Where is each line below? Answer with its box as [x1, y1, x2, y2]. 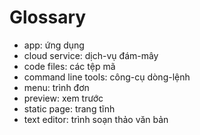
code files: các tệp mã [23, 60, 116, 72]
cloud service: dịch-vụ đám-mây [23, 49, 159, 61]
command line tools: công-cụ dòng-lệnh [23, 71, 191, 83]
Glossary [9, 6, 87, 29]
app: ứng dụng [23, 39, 85, 51]
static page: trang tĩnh [23, 102, 116, 115]
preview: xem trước [23, 92, 104, 104]
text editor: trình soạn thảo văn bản [23, 113, 169, 125]
